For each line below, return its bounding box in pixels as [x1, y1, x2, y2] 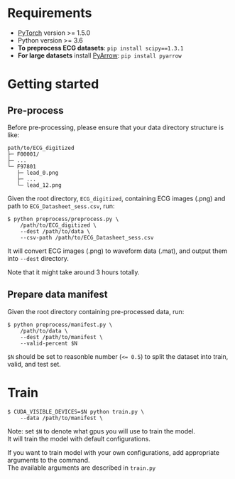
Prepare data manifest [7, 289, 108, 301]
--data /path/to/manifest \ [20, 414, 103, 421]
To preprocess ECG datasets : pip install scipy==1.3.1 [17, 43, 184, 52]
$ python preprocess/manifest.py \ [7, 321, 113, 328]
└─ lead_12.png [16, 181, 62, 189]
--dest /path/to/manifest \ [20, 333, 103, 340]
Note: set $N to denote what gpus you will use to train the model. [7, 426, 195, 435]
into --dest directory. [7, 254, 70, 262]
